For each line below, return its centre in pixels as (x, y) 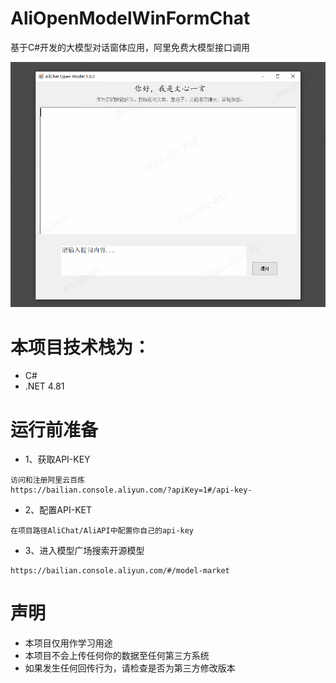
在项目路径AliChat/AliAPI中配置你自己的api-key (102, 531)
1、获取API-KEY (57, 459)
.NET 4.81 (44, 386)
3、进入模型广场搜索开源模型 (84, 551)
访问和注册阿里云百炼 (47, 480)
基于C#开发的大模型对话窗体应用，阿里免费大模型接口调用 (130, 47)
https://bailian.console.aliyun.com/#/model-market (120, 571)
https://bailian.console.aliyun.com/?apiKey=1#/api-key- (131, 490)
